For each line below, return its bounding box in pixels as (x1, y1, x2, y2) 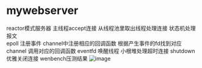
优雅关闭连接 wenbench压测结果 (6, 55, 88, 62)
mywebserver (6, 4, 79, 18)
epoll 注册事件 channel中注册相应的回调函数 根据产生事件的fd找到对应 (6, 39, 182, 47)
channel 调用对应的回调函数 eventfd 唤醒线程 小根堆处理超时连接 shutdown (6, 47, 195, 55)
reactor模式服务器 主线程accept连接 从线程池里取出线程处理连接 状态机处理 (6, 24, 197, 32)
